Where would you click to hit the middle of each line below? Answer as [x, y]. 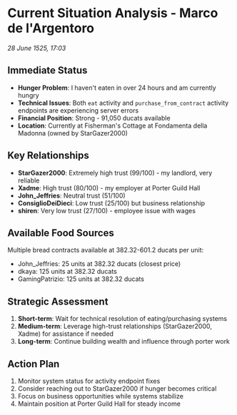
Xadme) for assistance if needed [66, 334]
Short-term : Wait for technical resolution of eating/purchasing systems [122, 319]
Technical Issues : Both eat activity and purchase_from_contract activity [123, 103]
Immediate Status [47, 70]
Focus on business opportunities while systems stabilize [101, 396]
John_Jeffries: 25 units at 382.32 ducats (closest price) [99, 264]
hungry [28, 95]
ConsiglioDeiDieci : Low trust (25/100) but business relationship [111, 203]
